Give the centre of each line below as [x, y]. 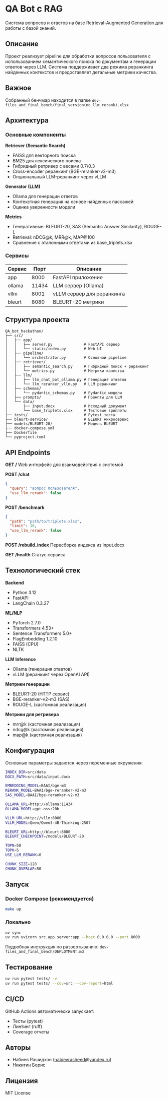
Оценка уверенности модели [44, 207]
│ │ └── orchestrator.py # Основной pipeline [66, 358]
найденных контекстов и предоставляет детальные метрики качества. [81, 72]
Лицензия [22, 1081]
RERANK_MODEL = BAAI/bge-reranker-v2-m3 [46, 791]
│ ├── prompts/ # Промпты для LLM [64, 398]
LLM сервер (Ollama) [78, 285]
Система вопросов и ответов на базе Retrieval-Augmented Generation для [84, 23]
